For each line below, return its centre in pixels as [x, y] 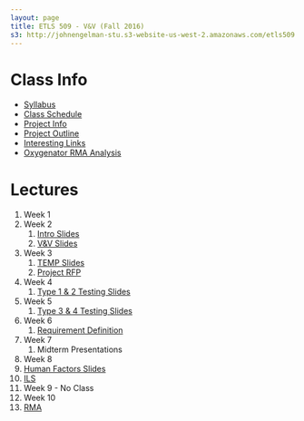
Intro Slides [58, 234]
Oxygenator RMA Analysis [72, 153]
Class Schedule [53, 114]
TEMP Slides [61, 263]
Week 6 [38, 321]
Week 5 [38, 301]
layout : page [35, 18]
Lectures [44, 189]
